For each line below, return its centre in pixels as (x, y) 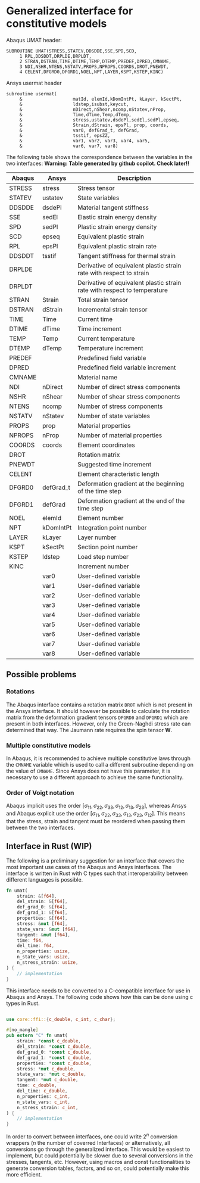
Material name (97, 377)
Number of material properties (120, 435)
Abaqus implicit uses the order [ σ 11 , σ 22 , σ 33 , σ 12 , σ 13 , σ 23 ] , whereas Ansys (96, 807)
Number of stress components (120, 406)
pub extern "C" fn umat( (37, 1036)
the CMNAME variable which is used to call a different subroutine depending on (100, 764)
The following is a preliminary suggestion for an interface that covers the (95, 860)
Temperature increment (110, 348)
